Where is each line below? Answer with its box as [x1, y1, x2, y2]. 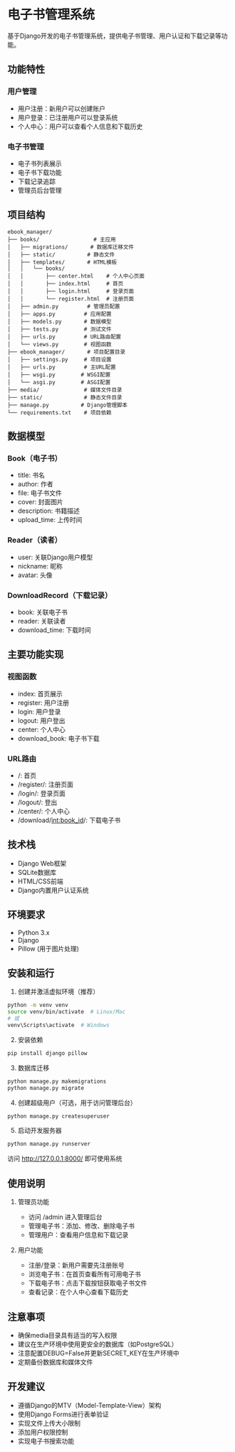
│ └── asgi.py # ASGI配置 [7, 379, 111, 386]
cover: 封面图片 [17, 498, 63, 506]
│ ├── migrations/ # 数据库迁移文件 [7, 244, 134, 251]
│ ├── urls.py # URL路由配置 [7, 333, 122, 340]
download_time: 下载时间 [17, 626, 91, 634]
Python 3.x [17, 928, 50, 936]
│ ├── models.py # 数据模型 [7, 318, 112, 325]
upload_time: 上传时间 [17, 516, 83, 524]
